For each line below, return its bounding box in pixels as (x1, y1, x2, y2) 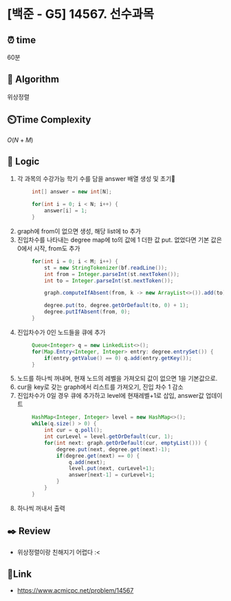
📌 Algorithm (7, 74, 60, 85)
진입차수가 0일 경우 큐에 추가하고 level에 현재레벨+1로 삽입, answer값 (16, 392, 204, 400)
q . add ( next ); (68, 458, 107, 465)
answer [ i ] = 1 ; (43, 207, 88, 214)
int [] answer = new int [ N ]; (32, 189, 112, 196)
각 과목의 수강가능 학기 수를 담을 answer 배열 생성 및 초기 (16, 175, 175, 183)
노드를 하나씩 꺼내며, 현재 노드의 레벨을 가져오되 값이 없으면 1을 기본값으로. (16, 375, 218, 383)
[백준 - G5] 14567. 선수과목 (7, 6, 155, 22)
